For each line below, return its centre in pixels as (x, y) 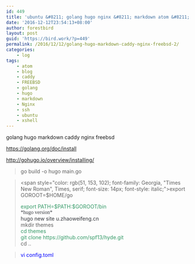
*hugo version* (36, 213)
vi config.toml (37, 255)
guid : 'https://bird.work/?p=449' (48, 39)
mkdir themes (37, 225)
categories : (20, 50)
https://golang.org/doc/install (42, 149)
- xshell (27, 121)
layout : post (22, 33)
